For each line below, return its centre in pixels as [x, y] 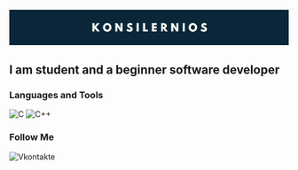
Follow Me [32, 137]
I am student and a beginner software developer [145, 70]
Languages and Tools [56, 95]
